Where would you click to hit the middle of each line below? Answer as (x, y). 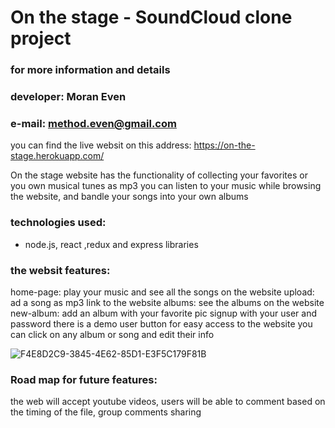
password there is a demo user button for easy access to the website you (161, 323)
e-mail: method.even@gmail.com (93, 123)
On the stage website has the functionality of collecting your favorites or (159, 175)
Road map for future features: (84, 379)
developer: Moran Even (68, 97)
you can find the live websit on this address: (101, 145)
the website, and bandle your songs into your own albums (129, 197)
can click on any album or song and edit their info (112, 334)
